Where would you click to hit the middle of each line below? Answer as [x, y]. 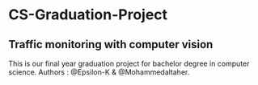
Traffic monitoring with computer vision [111, 45]
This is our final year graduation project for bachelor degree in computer [129, 63]
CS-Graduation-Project [88, 15]
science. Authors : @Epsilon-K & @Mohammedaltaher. [99, 72]
